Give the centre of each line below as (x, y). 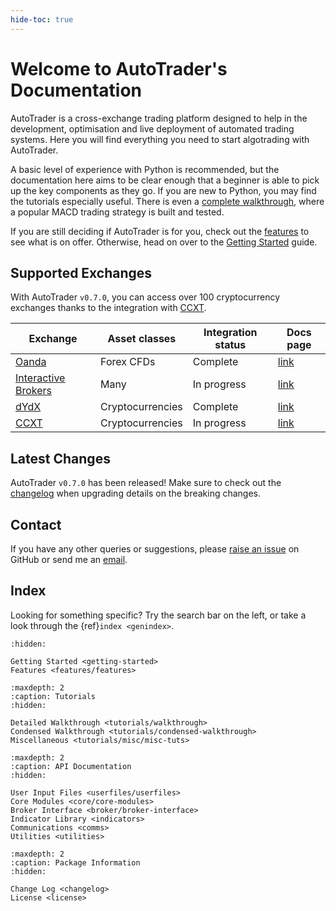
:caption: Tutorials (53, 696)
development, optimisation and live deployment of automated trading (152, 128)
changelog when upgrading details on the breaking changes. (136, 493)
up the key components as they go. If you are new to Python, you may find (163, 190)
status (230, 345)
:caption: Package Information (75, 862)
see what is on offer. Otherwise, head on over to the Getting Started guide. (164, 242)
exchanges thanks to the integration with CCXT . (108, 308)
